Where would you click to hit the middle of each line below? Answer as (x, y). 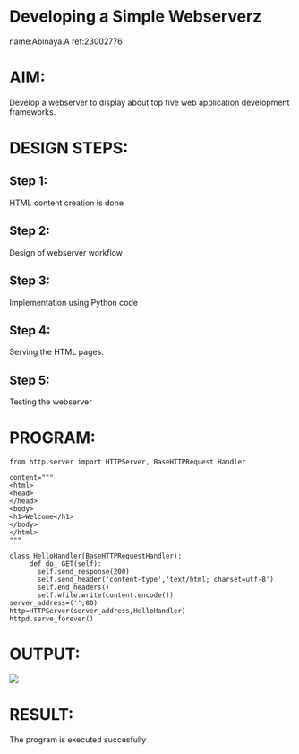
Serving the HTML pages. (57, 352)
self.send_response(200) (83, 572)
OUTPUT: (45, 654)
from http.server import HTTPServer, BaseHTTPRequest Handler (128, 462)
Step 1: (29, 181)
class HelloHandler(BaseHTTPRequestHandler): (95, 556)
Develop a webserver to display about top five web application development (149, 102)
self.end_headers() (73, 588)
